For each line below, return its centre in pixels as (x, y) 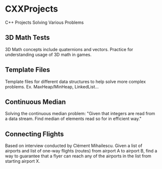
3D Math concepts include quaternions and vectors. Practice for (69, 49)
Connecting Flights (34, 134)
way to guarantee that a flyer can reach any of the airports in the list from (78, 156)
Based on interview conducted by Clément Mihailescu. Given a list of (74, 146)
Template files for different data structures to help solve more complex (75, 82)
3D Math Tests (27, 38)
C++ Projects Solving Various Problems (44, 22)
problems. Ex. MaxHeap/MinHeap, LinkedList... (52, 86)
